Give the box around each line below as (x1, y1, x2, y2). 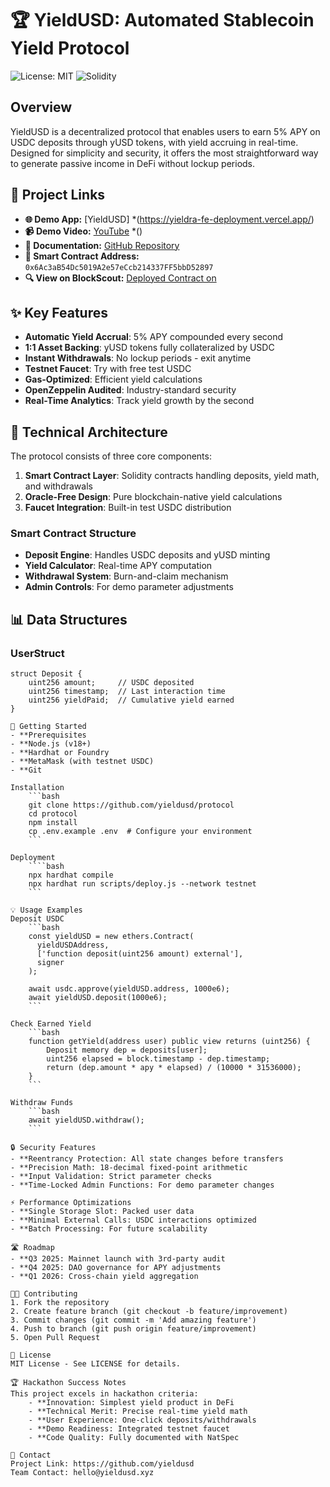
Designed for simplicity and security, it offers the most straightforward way (10, 147, 319, 159)
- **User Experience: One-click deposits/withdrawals (28, 1415, 257, 1426)
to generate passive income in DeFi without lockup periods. (10, 157, 256, 169)
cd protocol (28, 809, 78, 819)
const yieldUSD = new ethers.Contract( (28, 932, 195, 942)
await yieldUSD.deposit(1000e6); (28, 993, 168, 1003)
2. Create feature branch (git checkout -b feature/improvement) (10, 1307, 288, 1317)
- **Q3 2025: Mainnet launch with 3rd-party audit (10, 1254, 226, 1264)
